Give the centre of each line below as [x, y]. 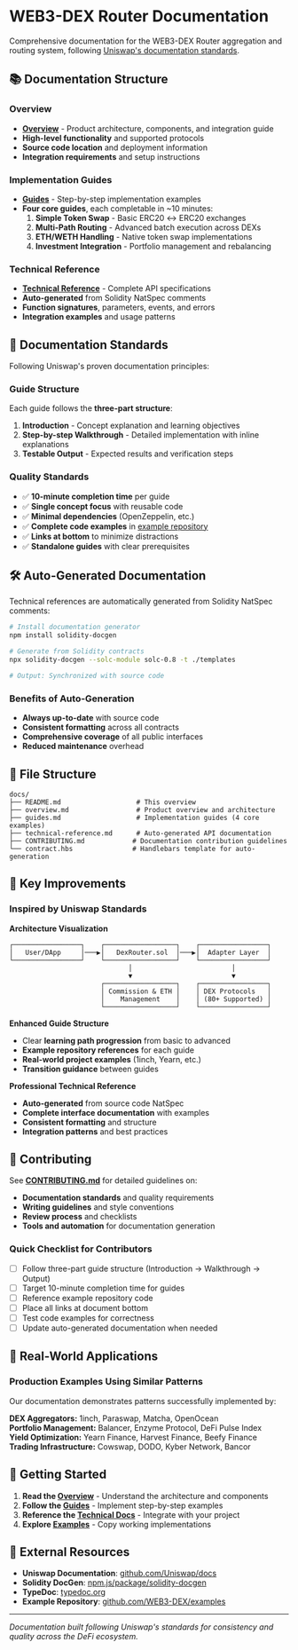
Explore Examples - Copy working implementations [116, 1524]
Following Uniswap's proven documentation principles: [110, 367]
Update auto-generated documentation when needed [120, 1328]
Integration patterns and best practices [95, 1131]
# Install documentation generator [75, 628]
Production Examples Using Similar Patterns [106, 1382]
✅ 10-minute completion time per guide [96, 496]
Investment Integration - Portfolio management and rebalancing [153, 246]
